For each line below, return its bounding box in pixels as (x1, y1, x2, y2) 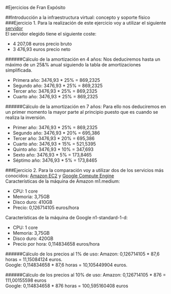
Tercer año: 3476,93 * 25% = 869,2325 (12, 88, 98, 94)
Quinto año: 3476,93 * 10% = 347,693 (12, 146, 94, 152)
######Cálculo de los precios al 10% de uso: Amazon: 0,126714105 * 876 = (5, 272, 166, 278)
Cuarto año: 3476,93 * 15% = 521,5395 (12, 141, 96, 147)
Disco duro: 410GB (12, 199, 53, 205)
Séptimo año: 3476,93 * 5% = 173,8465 (12, 157, 98, 163)
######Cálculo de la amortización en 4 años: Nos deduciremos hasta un (5, 56, 161, 62)
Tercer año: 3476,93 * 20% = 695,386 (12, 135, 95, 141)
